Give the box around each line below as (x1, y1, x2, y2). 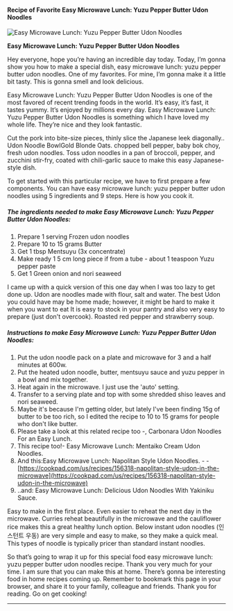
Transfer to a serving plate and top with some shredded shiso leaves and (17, 390, 226, 399)
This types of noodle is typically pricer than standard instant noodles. (7, 539, 206, 548)
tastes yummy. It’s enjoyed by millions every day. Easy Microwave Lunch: (7, 106, 216, 114)
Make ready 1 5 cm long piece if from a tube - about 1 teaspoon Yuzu (17, 254, 215, 263)
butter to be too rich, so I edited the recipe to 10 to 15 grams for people (17, 412, 220, 421)
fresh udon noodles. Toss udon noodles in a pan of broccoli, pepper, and (7, 149, 215, 157)
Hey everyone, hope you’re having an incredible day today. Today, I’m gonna (7, 56, 226, 64)
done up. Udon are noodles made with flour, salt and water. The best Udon (7, 291, 221, 299)
